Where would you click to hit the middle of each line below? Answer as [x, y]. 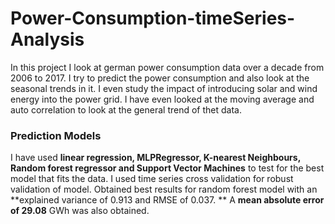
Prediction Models [56, 135]
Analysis [47, 39]
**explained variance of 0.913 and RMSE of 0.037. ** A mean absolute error [167, 200]
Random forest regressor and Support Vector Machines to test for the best [167, 168]
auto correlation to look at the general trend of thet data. [126, 109]
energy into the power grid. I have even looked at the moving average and [162, 99]
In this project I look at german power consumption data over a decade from [167, 67]
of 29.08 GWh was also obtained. [80, 211]
